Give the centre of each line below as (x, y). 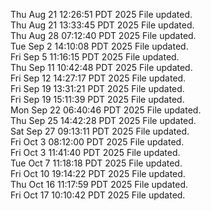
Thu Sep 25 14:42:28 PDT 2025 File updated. (103, 120)
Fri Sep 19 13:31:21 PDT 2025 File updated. (97, 88)
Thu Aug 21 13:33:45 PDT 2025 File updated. (102, 25)
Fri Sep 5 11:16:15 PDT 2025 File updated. (95, 57)
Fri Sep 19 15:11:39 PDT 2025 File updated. (97, 99)
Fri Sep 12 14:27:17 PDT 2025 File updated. (98, 78)
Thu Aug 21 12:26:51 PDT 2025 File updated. (101, 14)
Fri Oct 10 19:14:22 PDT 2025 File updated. (98, 173)
